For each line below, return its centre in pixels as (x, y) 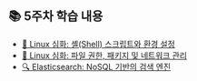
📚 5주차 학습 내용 (56, 16)
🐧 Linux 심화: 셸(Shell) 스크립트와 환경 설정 (98, 44)
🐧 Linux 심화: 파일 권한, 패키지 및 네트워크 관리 (104, 55)
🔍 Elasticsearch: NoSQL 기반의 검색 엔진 (96, 66)
